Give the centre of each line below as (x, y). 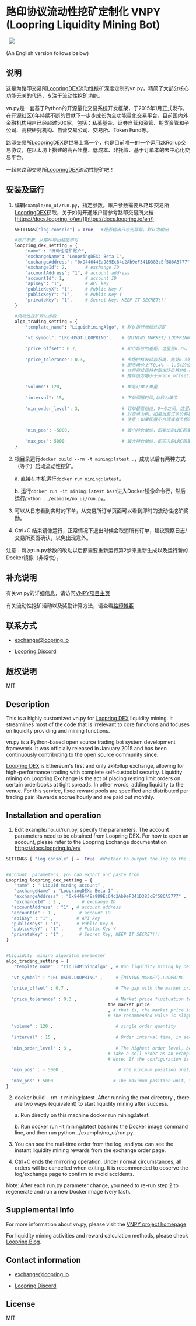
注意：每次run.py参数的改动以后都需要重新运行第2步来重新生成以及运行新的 (97, 550)
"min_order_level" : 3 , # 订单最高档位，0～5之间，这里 (107, 409)
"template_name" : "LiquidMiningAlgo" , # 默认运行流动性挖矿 (96, 327)
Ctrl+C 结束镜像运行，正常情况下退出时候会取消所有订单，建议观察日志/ (101, 530)
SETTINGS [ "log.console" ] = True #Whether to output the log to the (96, 859)
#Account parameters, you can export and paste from (73, 874)
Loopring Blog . (24, 1242)
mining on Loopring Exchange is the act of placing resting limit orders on (93, 778)
